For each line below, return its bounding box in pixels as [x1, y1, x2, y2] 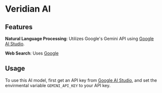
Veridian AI [5, 3, 51, 15]
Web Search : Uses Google [5, 50, 59, 56]
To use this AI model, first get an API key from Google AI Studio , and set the [5, 77, 157, 83]
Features [5, 23, 33, 31]
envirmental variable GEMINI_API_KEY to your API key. [5, 82, 111, 88]
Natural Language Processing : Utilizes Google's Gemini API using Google [5, 36, 154, 41]
